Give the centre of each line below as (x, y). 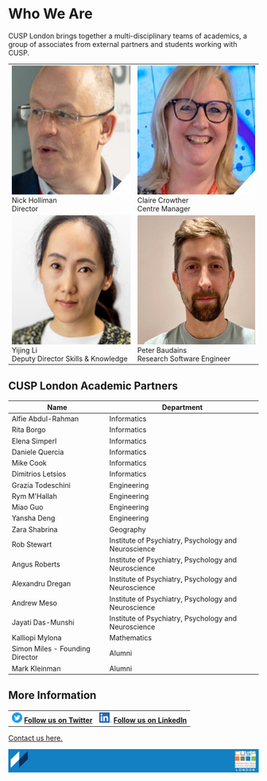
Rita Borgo (29, 430)
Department (182, 407)
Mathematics (131, 638)
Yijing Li (25, 350)
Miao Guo (27, 507)
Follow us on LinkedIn (150, 721)
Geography (128, 529)
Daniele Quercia (38, 452)
